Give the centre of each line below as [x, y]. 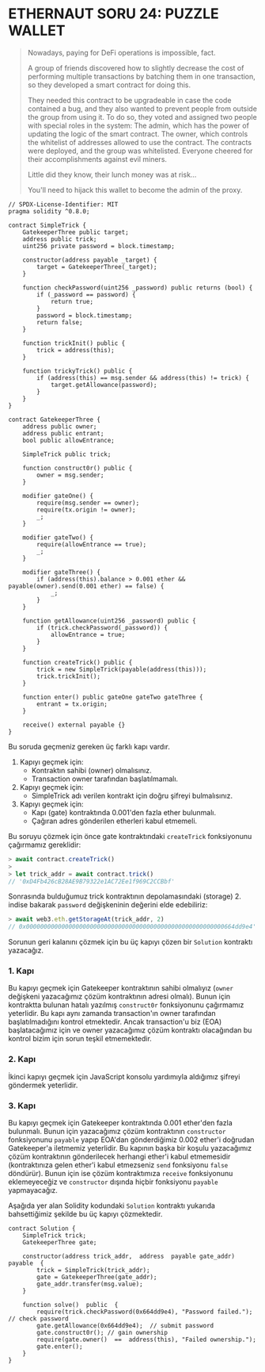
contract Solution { [42, 1229]
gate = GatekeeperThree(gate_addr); [97, 1278]
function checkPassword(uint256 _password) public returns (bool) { [138, 287]
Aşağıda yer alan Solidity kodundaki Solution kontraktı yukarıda [112, 1205]
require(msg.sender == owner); [88, 503]
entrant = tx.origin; [72, 704]
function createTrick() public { [78, 662]
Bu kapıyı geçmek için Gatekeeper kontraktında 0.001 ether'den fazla [121, 1123]
